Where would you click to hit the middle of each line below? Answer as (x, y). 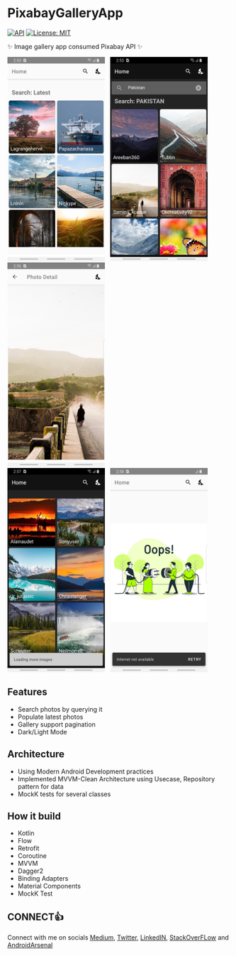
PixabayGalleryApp (65, 13)
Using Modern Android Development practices (85, 771)
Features (27, 692)
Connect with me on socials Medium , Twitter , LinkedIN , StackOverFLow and (118, 938)
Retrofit (28, 848)
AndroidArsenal (30, 945)
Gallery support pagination (56, 724)
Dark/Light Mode (42, 732)
